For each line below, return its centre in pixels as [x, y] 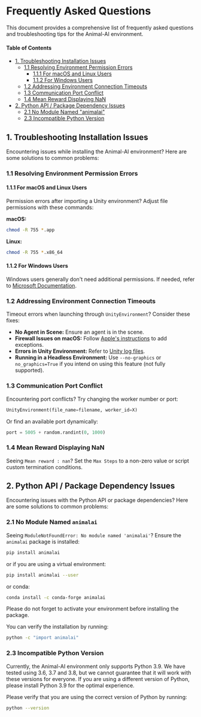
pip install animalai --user [42, 575]
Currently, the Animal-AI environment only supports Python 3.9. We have [96, 666]
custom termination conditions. [44, 467]
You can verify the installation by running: [57, 627]
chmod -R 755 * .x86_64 [34, 252]
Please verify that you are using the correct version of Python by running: [97, 697]
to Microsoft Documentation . [41, 286]
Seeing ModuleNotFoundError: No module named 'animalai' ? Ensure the [94, 535]
